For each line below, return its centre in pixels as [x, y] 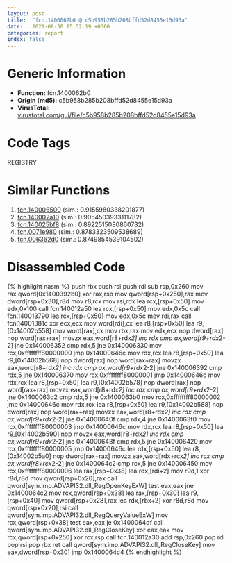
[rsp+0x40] [24, 500]
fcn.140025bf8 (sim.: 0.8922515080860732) [81, 224]
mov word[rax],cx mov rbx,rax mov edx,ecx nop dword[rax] [138, 330]
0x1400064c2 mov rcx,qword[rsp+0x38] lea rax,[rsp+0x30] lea [98, 493]
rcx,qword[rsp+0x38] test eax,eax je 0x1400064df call [86, 522]
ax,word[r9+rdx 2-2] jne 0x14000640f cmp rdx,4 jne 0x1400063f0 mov [109, 419]
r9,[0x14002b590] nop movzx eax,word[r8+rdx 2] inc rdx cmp [96, 434]
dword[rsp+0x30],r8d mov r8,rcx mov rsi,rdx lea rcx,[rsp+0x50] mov [106, 301]
